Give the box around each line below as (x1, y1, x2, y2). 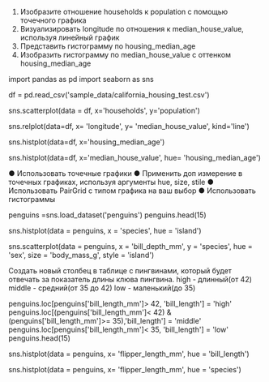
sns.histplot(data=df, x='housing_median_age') (8, 137, 165, 147)
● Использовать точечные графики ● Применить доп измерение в (8, 169, 243, 178)
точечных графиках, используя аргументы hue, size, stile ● (8, 178, 215, 187)
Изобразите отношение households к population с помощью (19, 7, 228, 16)
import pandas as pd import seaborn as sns (8, 75, 154, 84)
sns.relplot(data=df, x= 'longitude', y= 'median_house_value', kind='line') (8, 122, 250, 131)
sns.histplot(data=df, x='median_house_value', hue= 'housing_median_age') (8, 153, 262, 162)
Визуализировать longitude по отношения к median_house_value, (19, 24, 245, 33)
